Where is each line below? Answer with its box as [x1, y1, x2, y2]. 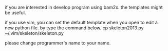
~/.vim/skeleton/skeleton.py [5, 30, 64, 36]
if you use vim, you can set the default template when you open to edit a [5, 20, 158, 25]
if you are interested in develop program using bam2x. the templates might [5, 5, 163, 10]
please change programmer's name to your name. [5, 40, 111, 46]
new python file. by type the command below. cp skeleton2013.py [5, 25, 144, 31]
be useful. [5, 10, 26, 16]
